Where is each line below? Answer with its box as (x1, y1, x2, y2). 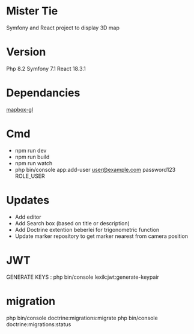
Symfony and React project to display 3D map (6, 24, 120, 31)
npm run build (14, 153, 50, 160)
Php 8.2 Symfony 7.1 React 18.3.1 (6, 65, 86, 72)
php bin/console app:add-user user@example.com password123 (14, 166, 176, 173)
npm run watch (14, 159, 53, 166)
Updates (6, 193, 50, 207)
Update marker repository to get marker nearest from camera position (14, 232, 188, 240)
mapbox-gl (6, 106, 34, 113)
